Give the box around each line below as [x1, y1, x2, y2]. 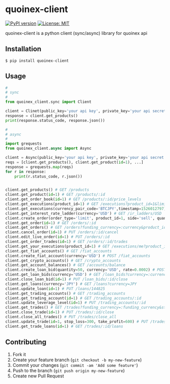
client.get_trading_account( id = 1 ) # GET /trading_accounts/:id [5, 295, 142, 301]
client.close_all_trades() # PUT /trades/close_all [5, 315, 116, 320]
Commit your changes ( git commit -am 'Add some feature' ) [12, 362, 138, 368]
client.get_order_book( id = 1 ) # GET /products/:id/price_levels [5, 197, 142, 202]
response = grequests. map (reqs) [5, 164, 73, 169]
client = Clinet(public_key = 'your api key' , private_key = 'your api [5, 109, 151, 114]
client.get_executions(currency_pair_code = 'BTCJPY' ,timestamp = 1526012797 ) [5, 206, 166, 211]
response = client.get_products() [5, 113, 78, 118]
